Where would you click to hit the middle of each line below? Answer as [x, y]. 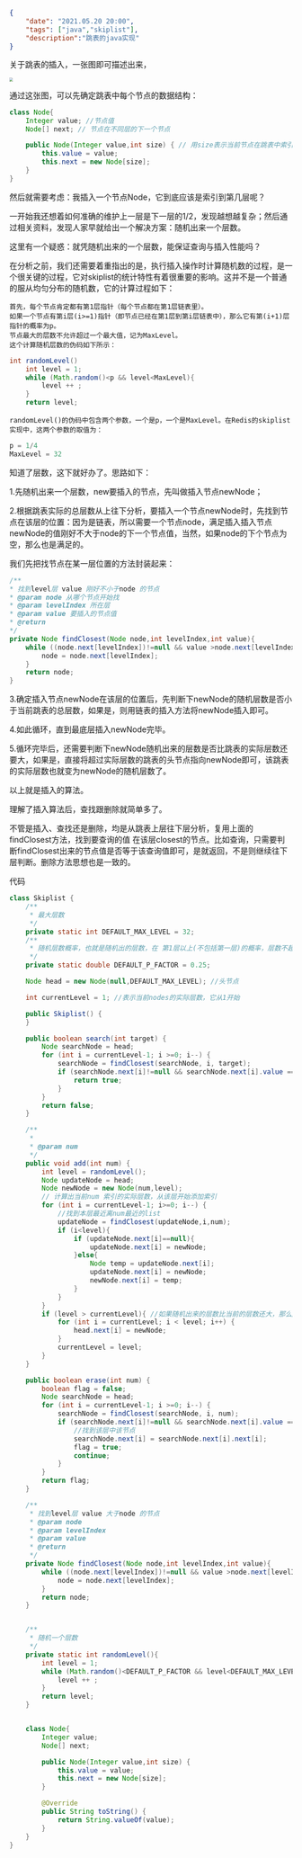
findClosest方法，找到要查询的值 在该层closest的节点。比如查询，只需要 [143, 840]
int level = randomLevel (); [94, 1172]
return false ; [68, 1105]
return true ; [98, 1080]
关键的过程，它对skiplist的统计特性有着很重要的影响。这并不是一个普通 [156, 277]
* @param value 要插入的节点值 [63, 614]
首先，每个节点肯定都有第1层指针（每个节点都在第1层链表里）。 [109, 307]
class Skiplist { [42, 898]
